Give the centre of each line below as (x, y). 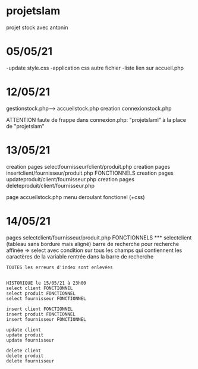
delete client (24, 351)
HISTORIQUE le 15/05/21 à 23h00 (46, 283)
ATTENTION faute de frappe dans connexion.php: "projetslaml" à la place (96, 119)
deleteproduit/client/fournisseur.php (51, 185)
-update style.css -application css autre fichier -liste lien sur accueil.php (95, 68)
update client (24, 330)
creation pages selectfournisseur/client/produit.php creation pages (88, 166)
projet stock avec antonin (37, 27)
